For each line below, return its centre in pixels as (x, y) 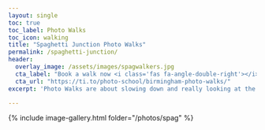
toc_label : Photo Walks (47, 30)
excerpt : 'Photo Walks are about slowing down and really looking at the (132, 89)
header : (21, 60)
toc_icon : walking (38, 37)
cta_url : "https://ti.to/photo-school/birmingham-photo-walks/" (123, 81)
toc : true (24, 23)
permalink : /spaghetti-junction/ (63, 52)
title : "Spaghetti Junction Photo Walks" (77, 45)
